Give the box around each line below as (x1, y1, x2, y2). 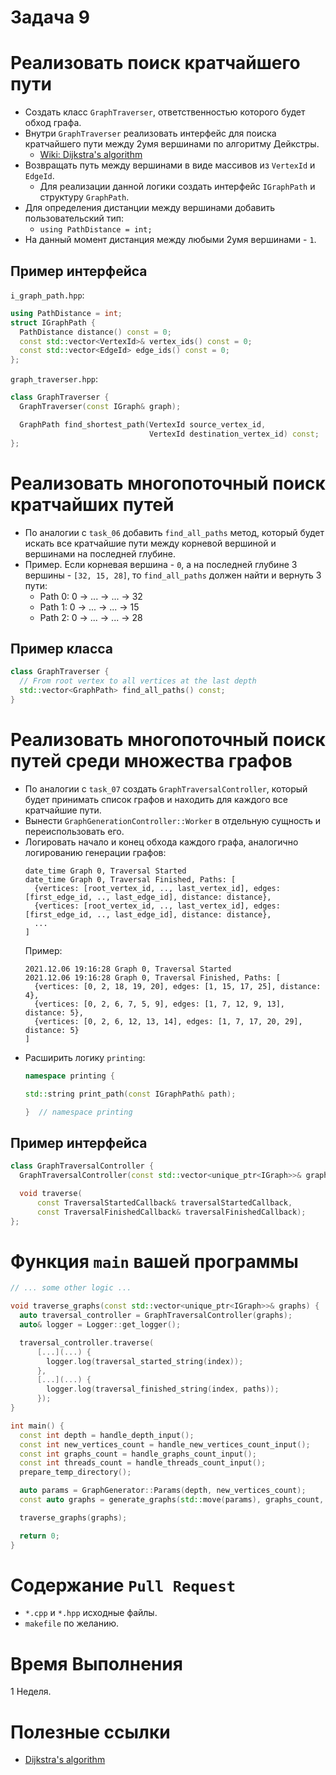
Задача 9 (10, 6, 90, 29)
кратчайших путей (10, 493, 175, 516)
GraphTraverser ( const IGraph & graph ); (19, 402, 182, 412)
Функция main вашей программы (10, 1250, 299, 1273)
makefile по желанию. (24, 1617, 120, 1630)
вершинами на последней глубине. (24, 547, 177, 560)
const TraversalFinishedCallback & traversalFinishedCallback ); (36, 1207, 307, 1217)
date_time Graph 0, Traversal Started (24, 866, 187, 876)
